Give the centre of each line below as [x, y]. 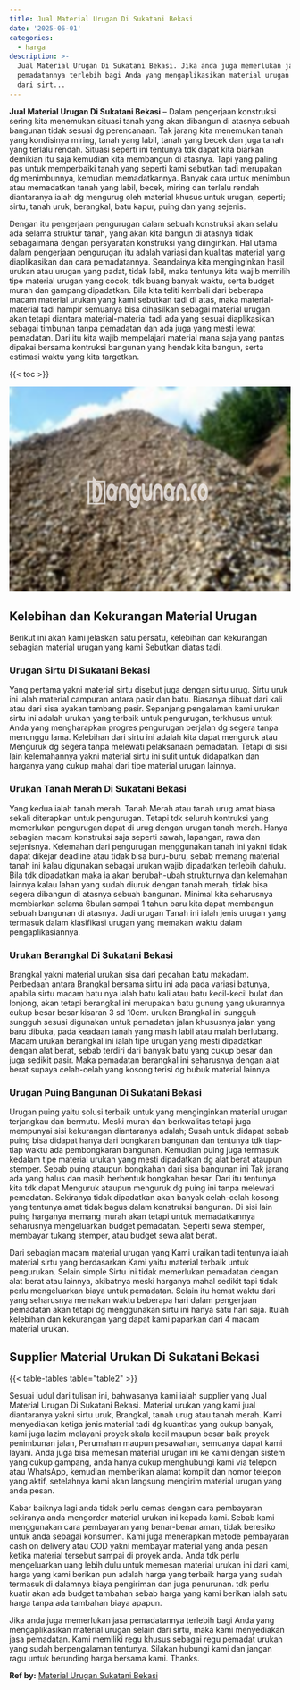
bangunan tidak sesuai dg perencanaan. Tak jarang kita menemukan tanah [146, 130]
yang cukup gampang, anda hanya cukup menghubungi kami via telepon [143, 1462]
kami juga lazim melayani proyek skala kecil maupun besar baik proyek [139, 1434]
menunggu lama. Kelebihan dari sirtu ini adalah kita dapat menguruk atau [144, 737]
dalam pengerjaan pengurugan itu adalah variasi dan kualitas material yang [147, 252]
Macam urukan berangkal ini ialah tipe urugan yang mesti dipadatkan [136, 1040]
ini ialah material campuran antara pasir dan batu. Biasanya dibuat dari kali [146, 699]
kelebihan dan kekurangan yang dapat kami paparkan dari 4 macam [134, 1319]
